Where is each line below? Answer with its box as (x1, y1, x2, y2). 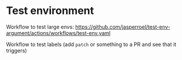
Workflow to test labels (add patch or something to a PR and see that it (6, 41, 177, 48)
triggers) (6, 47, 28, 54)
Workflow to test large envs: (6, 23, 75, 30)
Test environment (6, 4, 94, 17)
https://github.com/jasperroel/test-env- (75, 23, 171, 30)
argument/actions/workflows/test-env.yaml (6, 29, 110, 36)
